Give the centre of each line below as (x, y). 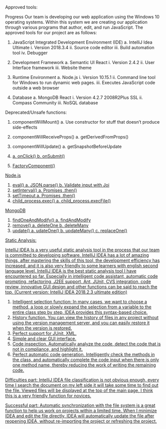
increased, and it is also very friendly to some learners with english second (82, 266)
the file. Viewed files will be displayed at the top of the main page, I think (79, 390)
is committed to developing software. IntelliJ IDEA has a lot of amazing (77, 255)
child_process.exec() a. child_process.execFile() (61, 201)
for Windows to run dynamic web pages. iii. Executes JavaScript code (84, 82)
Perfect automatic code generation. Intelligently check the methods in (83, 354)
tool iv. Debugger (30, 53)
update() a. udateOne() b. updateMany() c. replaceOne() (70, 231)
